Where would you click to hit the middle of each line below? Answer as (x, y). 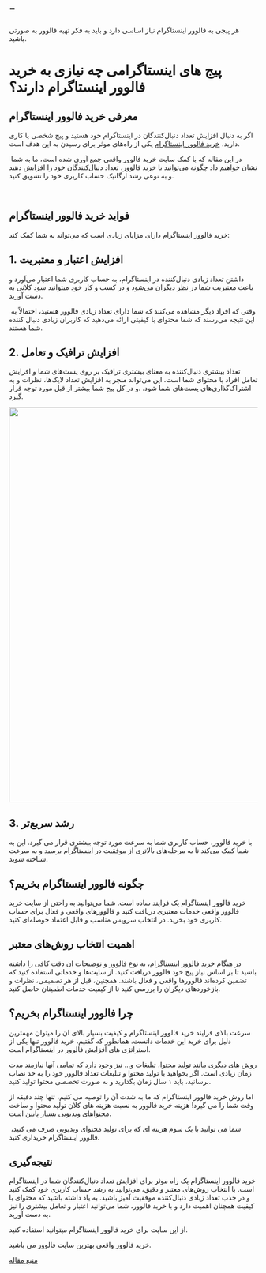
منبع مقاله (23, 1260)
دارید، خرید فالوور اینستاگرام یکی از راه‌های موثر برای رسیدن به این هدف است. (124, 143)
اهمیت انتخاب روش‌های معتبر (72, 944)
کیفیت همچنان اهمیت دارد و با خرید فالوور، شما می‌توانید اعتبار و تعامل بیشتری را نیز (132, 1206)
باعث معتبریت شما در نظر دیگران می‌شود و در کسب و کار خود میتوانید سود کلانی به (131, 287)
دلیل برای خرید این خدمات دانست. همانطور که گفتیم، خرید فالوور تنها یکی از (120, 1041)
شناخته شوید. (28, 859)
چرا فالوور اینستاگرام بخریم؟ (71, 1014)
